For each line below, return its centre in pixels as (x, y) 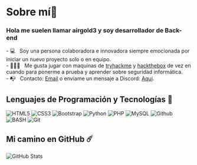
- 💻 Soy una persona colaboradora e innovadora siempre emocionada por (98, 51)
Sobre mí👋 (32, 12)
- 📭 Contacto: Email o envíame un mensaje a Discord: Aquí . (80, 78)
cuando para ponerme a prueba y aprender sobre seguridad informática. (94, 72)
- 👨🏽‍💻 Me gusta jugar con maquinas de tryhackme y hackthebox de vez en (99, 66)
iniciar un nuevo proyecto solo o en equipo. (59, 60)
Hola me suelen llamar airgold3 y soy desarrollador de (85, 31)
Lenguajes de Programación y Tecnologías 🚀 (89, 99)
